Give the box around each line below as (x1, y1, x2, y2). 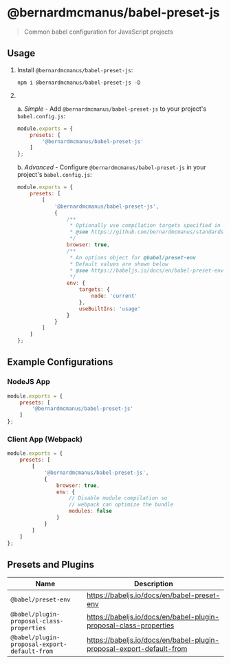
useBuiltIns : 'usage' (78, 305, 141, 312)
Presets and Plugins (7, 559, 95, 570)
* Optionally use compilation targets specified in (69, 222, 221, 229)
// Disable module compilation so (68, 495, 168, 502)
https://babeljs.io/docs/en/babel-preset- (87, 590, 221, 600)
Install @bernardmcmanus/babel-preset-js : (16, 65, 133, 74)
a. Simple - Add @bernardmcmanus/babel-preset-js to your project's (16, 105, 207, 113)
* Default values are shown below (69, 260, 168, 268)
